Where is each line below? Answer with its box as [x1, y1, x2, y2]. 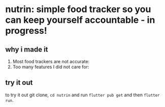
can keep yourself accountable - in [5, 14, 155, 26]
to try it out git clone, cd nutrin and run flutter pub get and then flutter [5, 92, 160, 98]
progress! [5, 25, 47, 36]
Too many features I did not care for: [12, 64, 89, 70]
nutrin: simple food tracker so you [5, 4, 151, 15]
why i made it [5, 45, 48, 54]
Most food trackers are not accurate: [12, 59, 90, 64]
